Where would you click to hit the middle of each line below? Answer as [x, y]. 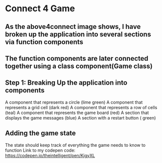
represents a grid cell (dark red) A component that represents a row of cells [81, 107]
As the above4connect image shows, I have [73, 27]
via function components [44, 42]
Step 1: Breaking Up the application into [66, 83]
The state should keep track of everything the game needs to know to [75, 145]
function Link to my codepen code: [40, 150]
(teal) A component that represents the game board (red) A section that [77, 113]
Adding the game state [40, 133]
